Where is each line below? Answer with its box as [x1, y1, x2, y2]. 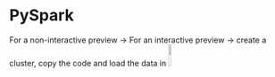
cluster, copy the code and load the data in [9, 58, 167, 68]
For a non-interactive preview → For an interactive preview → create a [9, 35, 267, 45]
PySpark [9, 5, 74, 26]
